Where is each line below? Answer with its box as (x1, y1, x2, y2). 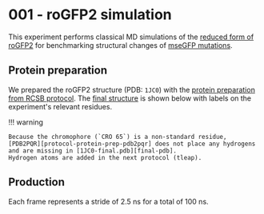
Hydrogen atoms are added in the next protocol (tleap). (8, 153, 202, 161)
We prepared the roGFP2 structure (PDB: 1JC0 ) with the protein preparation (8, 85, 256, 94)
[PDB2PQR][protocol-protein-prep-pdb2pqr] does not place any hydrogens (8, 140, 256, 148)
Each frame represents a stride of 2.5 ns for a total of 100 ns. (8, 196, 210, 206)
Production (8, 176, 66, 189)
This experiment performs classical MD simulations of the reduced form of (8, 32, 254, 42)
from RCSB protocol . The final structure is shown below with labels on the (8, 93, 252, 103)
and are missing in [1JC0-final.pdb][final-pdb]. (8, 146, 178, 155)
